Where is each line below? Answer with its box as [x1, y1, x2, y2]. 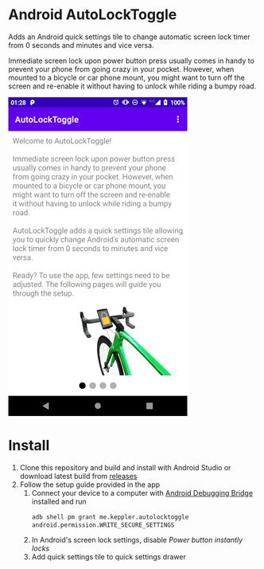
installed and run [31, 496, 87, 506]
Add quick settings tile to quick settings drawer [31, 551, 187, 561]
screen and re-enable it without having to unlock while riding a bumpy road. [8, 81, 257, 91]
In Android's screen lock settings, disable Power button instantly [31, 535, 243, 544]
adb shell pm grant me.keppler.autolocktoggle [31, 512, 189, 521]
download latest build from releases [19, 471, 138, 481]
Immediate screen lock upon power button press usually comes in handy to [8, 56, 254, 65]
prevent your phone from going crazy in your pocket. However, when [8, 64, 235, 73]
